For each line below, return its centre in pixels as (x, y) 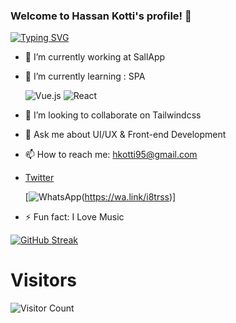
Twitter (39, 178)
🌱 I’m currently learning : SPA (85, 76)
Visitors (43, 280)
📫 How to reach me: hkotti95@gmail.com (111, 155)
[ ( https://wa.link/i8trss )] (100, 197)
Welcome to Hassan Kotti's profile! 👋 (101, 16)
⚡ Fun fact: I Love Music (74, 217)
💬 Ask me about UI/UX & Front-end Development (125, 135)
